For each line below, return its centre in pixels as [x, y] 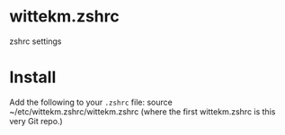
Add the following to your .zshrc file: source [91, 102]
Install [33, 77]
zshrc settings [36, 41]
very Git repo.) [36, 121]
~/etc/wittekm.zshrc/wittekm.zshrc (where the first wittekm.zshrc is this [142, 111]
